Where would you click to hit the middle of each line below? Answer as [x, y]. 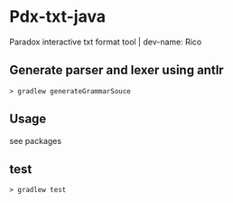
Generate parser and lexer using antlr [116, 70]
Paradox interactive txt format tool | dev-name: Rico [106, 42]
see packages [35, 140]
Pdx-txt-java [58, 17]
